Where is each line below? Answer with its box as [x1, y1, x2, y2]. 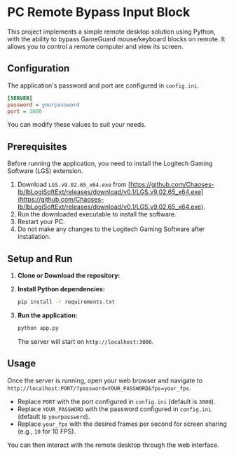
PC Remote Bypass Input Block [7, 4, 191, 20]
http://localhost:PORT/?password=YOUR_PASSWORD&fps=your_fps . [7, 383, 191, 392]
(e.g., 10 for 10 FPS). [17, 427, 76, 435]
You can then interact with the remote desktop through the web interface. [7, 441, 219, 449]
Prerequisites [7, 141, 67, 153]
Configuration [7, 62, 70, 74]
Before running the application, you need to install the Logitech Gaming [7, 159, 213, 168]
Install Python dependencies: [17, 285, 105, 293]
